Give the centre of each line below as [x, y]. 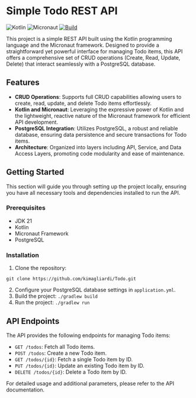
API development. [36, 122]
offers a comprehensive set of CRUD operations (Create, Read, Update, [93, 57]
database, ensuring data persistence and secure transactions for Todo [101, 134]
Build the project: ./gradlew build [56, 296]
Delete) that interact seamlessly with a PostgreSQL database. [81, 64]
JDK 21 [23, 221]
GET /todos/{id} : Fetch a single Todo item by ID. [74, 359]
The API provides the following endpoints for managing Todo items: [88, 335]
